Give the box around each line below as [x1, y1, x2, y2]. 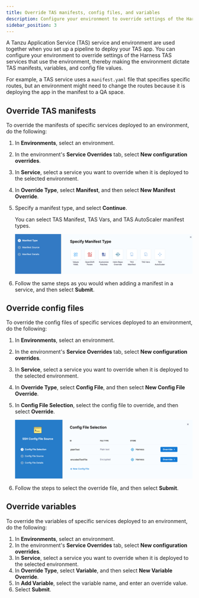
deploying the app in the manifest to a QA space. [6, 89, 126, 96]
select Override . [14, 408, 55, 416]
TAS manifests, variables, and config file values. [6, 64, 123, 71]
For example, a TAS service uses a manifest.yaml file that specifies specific [6, 76, 191, 83]
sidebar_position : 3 [6, 22, 57, 28]
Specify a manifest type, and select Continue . [14, 204, 127, 212]
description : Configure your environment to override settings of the [6, 15, 184, 22]
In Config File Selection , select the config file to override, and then [14, 402, 179, 409]
